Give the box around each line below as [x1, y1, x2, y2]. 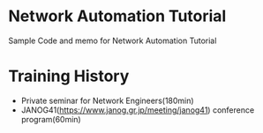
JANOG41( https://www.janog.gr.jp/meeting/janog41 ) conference [20, 104, 255, 115]
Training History [8, 66, 130, 86]
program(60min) [20, 114, 81, 124]
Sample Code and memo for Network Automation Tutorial [8, 35, 217, 46]
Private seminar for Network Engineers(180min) [20, 95, 195, 106]
